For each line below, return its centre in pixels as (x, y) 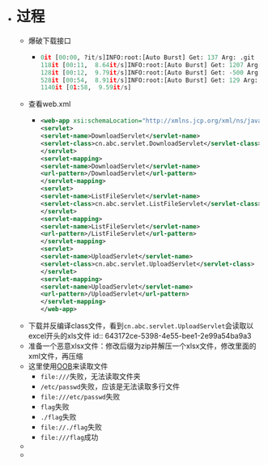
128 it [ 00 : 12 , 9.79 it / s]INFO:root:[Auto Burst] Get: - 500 (142, 73)
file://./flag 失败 (71, 427)
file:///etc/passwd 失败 (80, 397)
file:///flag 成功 (69, 437)
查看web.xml (49, 104)
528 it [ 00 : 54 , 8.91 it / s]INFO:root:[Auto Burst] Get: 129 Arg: (149, 80)
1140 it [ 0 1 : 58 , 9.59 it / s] (86, 87)
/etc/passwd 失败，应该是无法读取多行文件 (110, 386)
